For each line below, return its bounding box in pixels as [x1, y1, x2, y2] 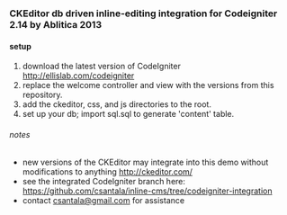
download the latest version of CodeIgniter [22, 61, 182, 72]
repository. [22, 89, 63, 101]
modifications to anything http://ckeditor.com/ [22, 166, 193, 177]
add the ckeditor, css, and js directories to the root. [22, 99, 211, 110]
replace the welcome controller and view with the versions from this [22, 80, 274, 91]
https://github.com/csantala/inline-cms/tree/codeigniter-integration [22, 185, 273, 196]
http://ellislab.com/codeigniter [22, 70, 135, 81]
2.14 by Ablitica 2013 [9, 18, 102, 31]
